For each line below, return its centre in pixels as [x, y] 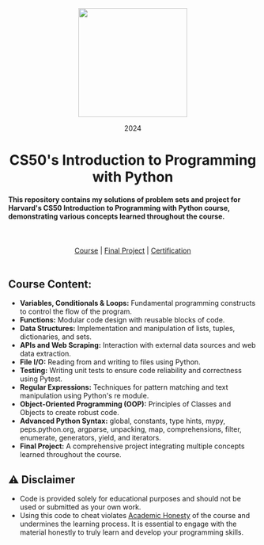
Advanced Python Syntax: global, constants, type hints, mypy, [122, 421]
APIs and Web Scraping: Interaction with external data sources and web [138, 345]
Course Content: [50, 284]
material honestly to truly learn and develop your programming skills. [132, 532]
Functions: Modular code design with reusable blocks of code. [122, 320]
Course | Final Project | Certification [133, 251]
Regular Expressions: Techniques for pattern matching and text [124, 387]
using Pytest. [41, 379]
